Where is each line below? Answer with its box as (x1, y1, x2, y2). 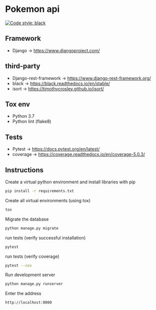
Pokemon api (5, 3, 60, 15)
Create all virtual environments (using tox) (5, 197, 91, 203)
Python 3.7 (12, 113, 35, 119)
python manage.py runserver (5, 282, 63, 287)
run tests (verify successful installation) (5, 234, 86, 240)
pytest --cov (5, 263, 32, 268)
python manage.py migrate (5, 226, 58, 231)
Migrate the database (5, 216, 49, 222)
